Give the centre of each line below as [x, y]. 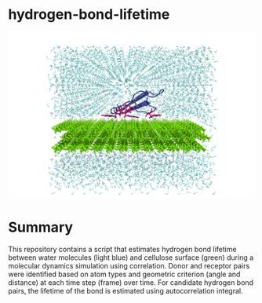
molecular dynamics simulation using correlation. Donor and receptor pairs [129, 265]
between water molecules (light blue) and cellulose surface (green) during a [131, 257]
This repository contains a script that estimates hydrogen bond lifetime [122, 249]
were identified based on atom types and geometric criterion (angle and [124, 274]
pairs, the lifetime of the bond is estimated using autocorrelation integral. [126, 290]
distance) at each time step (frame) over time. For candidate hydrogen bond [131, 282]
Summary [40, 227]
